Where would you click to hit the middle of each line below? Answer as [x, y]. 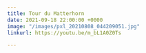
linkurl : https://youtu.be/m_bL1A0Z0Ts [64, 33]
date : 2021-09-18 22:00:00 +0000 [55, 20]
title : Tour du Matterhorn [46, 13]
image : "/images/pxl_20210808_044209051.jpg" [73, 26]
